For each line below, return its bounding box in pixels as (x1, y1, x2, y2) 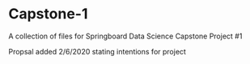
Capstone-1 (8, 5, 88, 23)
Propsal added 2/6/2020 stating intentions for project (8, 46, 186, 56)
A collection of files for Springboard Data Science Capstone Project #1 (8, 31, 243, 41)
